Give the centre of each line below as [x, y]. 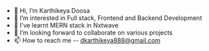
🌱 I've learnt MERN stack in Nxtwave [66, 25]
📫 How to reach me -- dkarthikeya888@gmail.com [87, 40]
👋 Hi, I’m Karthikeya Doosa [52, 11]
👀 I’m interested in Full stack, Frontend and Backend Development [108, 18]
